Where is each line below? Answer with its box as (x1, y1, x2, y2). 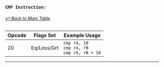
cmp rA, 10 (63, 40, 89, 46)
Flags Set (33, 32, 56, 39)
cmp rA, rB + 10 (63, 50, 101, 56)
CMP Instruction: (5, 4, 46, 10)
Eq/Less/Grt (31, 45, 59, 51)
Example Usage (63, 32, 101, 39)
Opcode (7, 32, 27, 39)
